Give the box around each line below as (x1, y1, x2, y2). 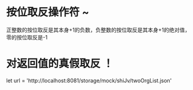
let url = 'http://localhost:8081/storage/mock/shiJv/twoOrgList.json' (6, 77, 172, 84)
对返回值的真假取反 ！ (6, 57, 114, 70)
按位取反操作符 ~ (6, 5, 90, 19)
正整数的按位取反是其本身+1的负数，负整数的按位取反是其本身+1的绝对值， (6, 26, 190, 33)
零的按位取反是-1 (6, 33, 48, 41)
